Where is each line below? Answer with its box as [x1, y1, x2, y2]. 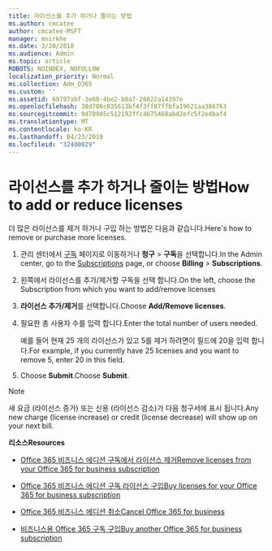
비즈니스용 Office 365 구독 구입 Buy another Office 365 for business [19, 524, 242, 534]
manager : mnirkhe [8, 34, 67, 43]
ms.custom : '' [8, 87, 57, 96]
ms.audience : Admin [8, 50, 75, 58]
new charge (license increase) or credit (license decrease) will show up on [8, 412, 258, 423]
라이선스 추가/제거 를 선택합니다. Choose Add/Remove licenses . [19, 302, 227, 311]
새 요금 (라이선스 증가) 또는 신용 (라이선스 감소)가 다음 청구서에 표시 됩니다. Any [8, 403, 259, 413]
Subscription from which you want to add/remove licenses [19, 284, 216, 294]
